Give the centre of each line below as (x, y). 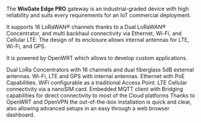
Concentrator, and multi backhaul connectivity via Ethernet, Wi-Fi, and (94, 33)
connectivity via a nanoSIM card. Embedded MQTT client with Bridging (95, 89)
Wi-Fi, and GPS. (26, 46)
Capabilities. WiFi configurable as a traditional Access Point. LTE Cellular (97, 82)
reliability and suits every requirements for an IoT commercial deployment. (99, 15)
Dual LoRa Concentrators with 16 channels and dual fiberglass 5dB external (100, 70)
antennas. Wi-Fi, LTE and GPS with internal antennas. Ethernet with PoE (96, 76)
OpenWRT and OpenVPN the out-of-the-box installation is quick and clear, (99, 102)
